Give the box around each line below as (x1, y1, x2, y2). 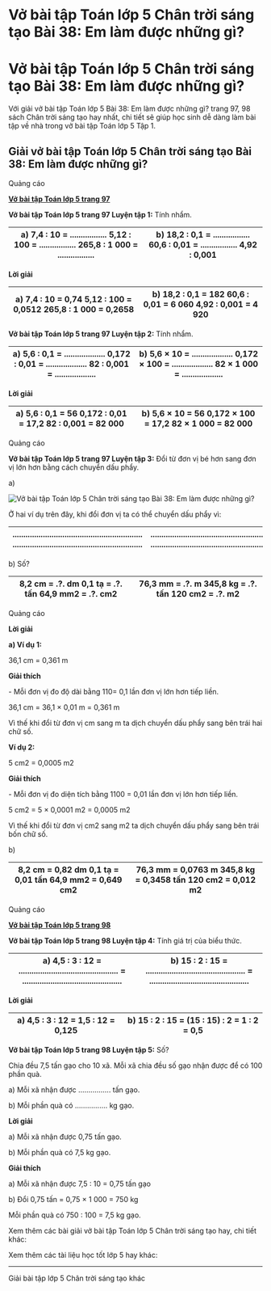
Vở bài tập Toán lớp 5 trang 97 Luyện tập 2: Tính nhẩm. (8, 329, 194, 339)
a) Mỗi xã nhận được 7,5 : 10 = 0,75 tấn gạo (8, 1179, 152, 1188)
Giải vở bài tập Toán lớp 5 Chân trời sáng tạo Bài (8, 144, 252, 158)
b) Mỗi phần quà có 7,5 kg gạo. (8, 1147, 111, 1157)
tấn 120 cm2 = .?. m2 (156, 588, 240, 599)
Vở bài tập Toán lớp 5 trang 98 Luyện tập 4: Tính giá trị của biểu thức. (8, 935, 242, 945)
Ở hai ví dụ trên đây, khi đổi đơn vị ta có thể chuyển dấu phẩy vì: (8, 509, 222, 519)
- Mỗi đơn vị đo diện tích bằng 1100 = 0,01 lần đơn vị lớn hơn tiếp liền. (8, 789, 239, 799)
